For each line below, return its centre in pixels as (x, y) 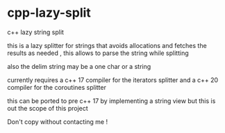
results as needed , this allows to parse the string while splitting (98, 53)
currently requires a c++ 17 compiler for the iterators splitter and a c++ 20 (113, 80)
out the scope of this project (48, 108)
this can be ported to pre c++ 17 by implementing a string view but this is (111, 101)
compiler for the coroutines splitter (57, 87)
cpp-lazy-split (49, 13)
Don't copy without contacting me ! (58, 122)
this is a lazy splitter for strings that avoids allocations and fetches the (107, 45)
